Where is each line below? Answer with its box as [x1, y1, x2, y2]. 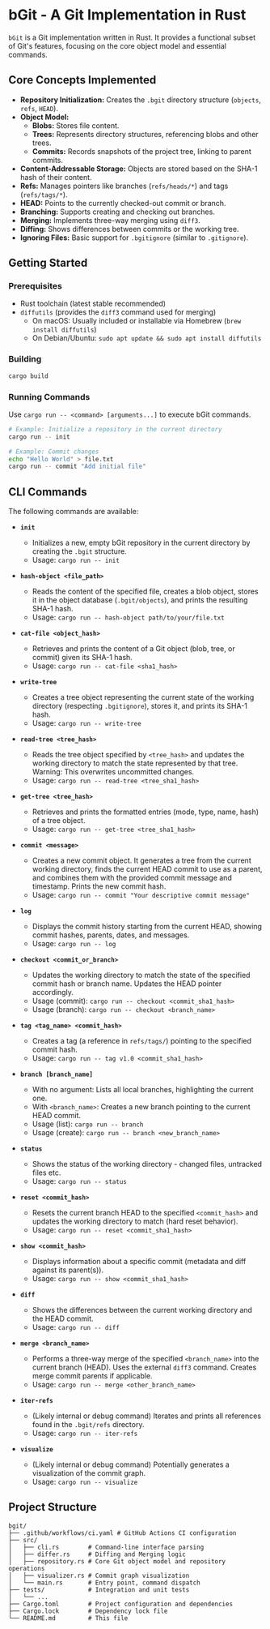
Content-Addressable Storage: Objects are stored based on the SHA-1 [19, 164, 258, 174]
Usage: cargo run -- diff [32, 1322, 120, 1332]
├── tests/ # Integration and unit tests [8, 1585, 190, 1594]
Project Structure [8, 1500, 97, 1514]
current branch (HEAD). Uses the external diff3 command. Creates [32, 1362, 257, 1372]
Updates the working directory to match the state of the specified [32, 971, 251, 980]
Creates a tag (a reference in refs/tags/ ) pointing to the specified [32, 1036, 252, 1046]
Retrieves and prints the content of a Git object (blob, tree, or [32, 644, 236, 654]
